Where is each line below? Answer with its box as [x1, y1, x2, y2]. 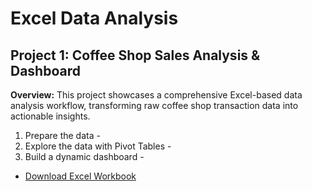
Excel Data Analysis [10, 7, 179, 30]
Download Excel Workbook [24, 170, 137, 182]
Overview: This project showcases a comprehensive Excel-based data [10, 89, 303, 101]
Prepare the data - [24, 130, 101, 141]
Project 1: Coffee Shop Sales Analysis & [10, 47, 261, 64]
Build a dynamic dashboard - [24, 151, 145, 162]
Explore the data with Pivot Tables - [24, 140, 172, 152]
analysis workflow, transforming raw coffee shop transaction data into [10, 100, 299, 111]
